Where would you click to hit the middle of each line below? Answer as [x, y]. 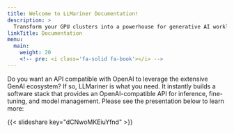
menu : [15, 40]
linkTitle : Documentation [45, 33]
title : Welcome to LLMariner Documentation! [73, 14]
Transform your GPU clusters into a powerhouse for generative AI [112, 26]
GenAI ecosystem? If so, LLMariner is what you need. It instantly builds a [111, 86]
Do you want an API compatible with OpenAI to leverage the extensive [108, 79]
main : [22, 46]
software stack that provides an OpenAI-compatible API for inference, [107, 93]
